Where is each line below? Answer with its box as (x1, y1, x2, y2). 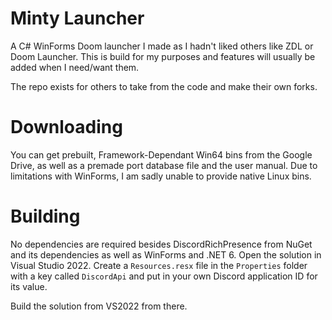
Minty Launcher (10, 7, 145, 30)
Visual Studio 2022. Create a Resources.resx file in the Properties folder (10, 259, 308, 271)
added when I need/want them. (10, 61, 140, 73)
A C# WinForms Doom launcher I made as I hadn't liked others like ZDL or (10, 40, 314, 52)
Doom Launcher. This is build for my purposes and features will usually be (10, 50, 316, 62)
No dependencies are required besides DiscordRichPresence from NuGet (10, 238, 313, 250)
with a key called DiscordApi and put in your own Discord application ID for (10, 270, 318, 282)
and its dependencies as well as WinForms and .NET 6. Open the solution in (10, 248, 322, 261)
